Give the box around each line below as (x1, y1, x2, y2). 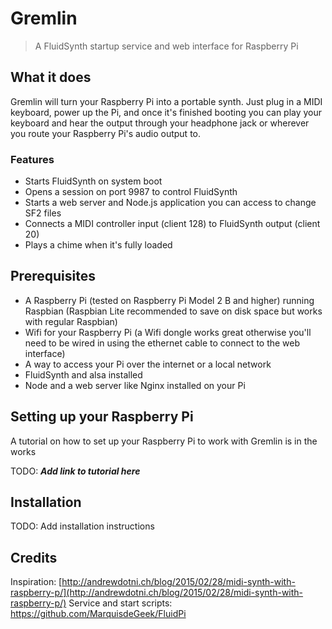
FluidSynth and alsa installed (24, 368, 143, 381)
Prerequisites (10, 268, 96, 285)
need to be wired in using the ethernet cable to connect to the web (24, 337, 301, 349)
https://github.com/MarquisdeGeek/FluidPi (10, 608, 187, 620)
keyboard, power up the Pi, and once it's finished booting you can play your (10, 106, 323, 118)
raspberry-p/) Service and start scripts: (10, 597, 173, 609)
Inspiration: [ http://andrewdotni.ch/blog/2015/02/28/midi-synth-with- (10, 576, 296, 588)
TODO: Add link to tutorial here (10, 465, 141, 477)
